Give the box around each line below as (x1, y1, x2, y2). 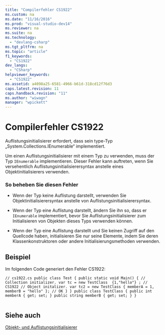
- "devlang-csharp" (9, 40, 50, 45)
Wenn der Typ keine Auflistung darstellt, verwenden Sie (12, 192, 127, 198)
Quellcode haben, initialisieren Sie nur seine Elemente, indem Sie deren (12, 233, 158, 239)
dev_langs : (5, 63, 28, 68)
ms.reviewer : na (5, 26, 39, 31)
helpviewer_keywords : (5, 72, 50, 77)
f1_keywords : (5, 53, 32, 59)
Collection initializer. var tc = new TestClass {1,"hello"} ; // (5, 280, 148, 285)
